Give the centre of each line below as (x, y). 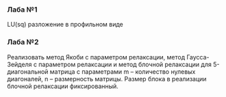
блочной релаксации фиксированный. (63, 86)
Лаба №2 (23, 42)
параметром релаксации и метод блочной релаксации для (125, 64)
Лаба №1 (22, 10)
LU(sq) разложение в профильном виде (65, 25)
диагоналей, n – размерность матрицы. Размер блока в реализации (107, 79)
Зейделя (20, 64)
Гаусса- (198, 57)
